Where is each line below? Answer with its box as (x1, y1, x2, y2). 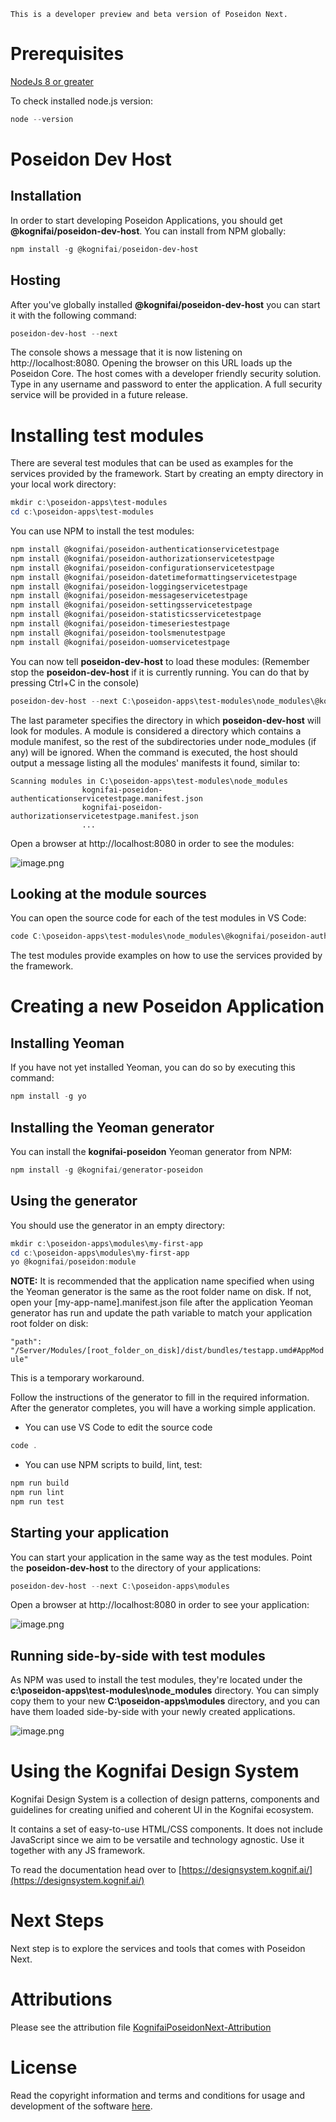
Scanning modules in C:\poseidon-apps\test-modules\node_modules (10, 776, 288, 786)
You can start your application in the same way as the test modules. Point (10, 1551, 313, 1563)
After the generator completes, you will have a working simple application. (10, 1402, 316, 1414)
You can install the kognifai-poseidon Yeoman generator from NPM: (10, 1145, 293, 1157)
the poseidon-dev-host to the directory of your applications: (10, 1561, 262, 1574)
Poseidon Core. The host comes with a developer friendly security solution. (10, 368, 322, 380)
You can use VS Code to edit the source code (24, 1421, 213, 1434)
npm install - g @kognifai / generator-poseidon (10, 1165, 203, 1175)
